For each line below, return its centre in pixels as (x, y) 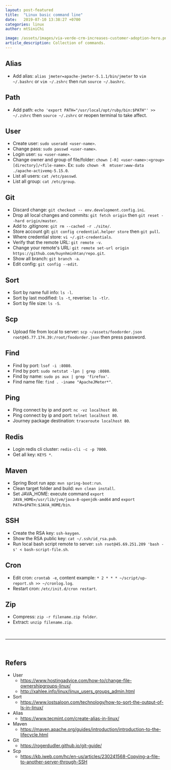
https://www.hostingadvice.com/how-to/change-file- (76, 681)
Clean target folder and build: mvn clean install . (64, 488)
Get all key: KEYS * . (32, 454)
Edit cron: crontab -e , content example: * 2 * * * (65, 577)
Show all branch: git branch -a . (46, 259)
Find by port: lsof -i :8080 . (42, 365)
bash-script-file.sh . (47, 549)
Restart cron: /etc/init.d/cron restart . (55, 588)
